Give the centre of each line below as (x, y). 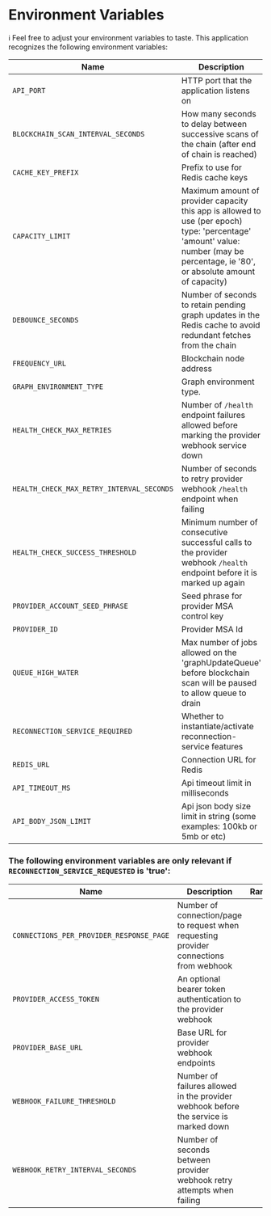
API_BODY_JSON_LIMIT (52, 821)
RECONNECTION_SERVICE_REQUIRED (73, 731)
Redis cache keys (215, 177)
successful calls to (217, 542)
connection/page (210, 915)
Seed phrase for (212, 596)
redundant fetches (216, 335)
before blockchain (215, 673)
